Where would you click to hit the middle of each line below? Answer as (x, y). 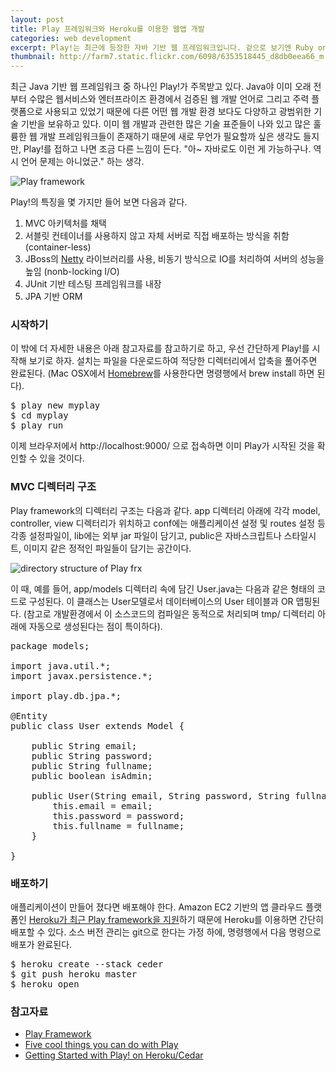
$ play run (37, 425)
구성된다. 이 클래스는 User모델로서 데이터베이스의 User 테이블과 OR (161, 601)
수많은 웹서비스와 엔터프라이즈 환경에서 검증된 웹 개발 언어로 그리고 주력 (169, 99)
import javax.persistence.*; (81, 675)
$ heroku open (45, 984)
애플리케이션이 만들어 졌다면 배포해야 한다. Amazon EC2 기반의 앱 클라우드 (157, 907)
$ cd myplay (39, 415)
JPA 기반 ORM (53, 297)
